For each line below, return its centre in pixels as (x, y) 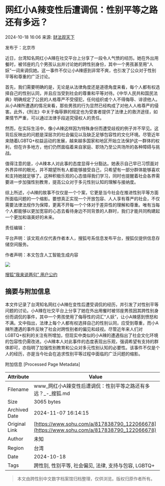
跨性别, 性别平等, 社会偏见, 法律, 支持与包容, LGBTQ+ (94, 465)
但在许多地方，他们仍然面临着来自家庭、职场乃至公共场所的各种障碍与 (84, 147)
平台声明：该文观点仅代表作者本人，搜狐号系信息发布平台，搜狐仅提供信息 (80, 238)
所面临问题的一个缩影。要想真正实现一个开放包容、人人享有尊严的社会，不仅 (82, 198)
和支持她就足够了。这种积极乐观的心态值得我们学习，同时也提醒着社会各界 (80, 176)
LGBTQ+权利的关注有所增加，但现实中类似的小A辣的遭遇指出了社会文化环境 (82, 335)
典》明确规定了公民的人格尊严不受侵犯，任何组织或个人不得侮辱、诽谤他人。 (82, 99)
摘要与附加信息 (28, 292)
